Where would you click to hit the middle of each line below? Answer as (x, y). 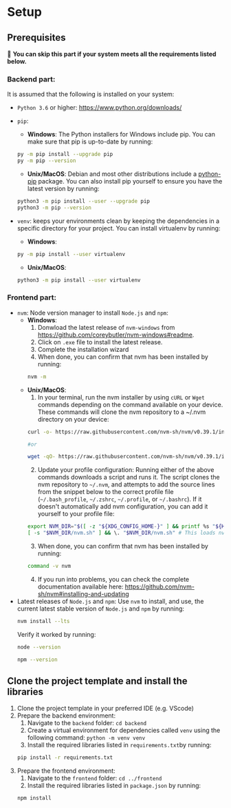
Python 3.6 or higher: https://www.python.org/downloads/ (99, 108)
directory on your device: (73, 419)
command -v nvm (49, 566)
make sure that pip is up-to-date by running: (90, 141)
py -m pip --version (46, 161)
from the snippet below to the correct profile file (106, 492)
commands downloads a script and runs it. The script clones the (129, 477)
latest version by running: (63, 189)
